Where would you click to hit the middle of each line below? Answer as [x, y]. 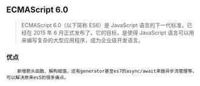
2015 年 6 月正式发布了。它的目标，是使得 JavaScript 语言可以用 [114, 32]
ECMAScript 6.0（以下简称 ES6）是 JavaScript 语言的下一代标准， [104, 25]
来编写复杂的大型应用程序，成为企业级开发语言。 [82, 40]
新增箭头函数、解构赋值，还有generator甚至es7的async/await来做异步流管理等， [107, 72]
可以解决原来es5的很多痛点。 [38, 78]
